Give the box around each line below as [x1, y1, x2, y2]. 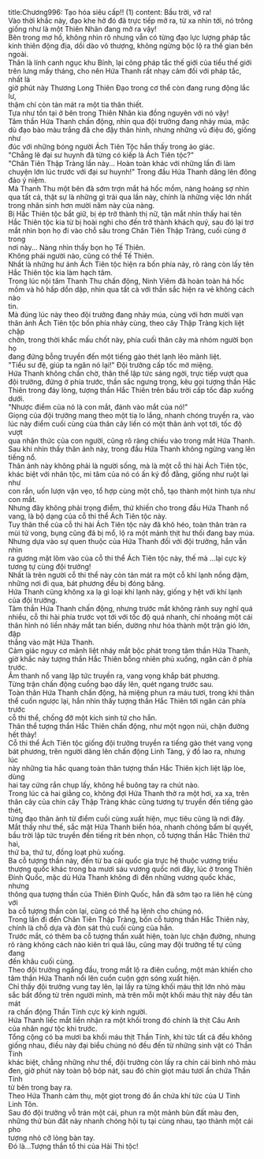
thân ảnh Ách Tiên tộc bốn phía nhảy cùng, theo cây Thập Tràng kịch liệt [8, 319, 244, 327]
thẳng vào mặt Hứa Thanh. [8, 637, 95, 647]
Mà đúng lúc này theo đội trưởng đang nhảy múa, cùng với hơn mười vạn [8, 310, 244, 319]
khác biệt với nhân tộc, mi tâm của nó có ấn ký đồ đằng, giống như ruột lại [8, 470, 249, 478]
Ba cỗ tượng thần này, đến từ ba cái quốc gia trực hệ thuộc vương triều [8, 856, 238, 865]
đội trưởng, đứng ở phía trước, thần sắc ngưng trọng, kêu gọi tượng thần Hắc [8, 377, 256, 387]
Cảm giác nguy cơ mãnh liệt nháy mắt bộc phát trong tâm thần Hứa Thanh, [8, 646, 251, 655]
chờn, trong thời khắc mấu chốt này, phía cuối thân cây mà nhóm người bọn [8, 335, 254, 344]
